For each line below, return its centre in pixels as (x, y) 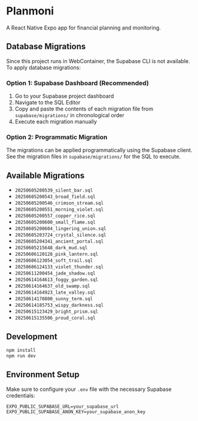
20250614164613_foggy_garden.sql (57, 280)
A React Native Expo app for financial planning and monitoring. (84, 28)
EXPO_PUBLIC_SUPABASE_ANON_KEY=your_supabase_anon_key (76, 412)
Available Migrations (45, 175)
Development (32, 337)
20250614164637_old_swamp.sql (53, 286)
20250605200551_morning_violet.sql (59, 210)
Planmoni (30, 11)
